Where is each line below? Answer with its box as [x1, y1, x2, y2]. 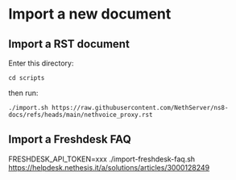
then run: [8, 88, 39, 98]
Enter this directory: [8, 58, 74, 68]
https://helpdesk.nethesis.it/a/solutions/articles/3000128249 [8, 162, 210, 172]
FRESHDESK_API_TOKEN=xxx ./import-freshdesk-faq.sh [8, 154, 196, 164]
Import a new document [8, 5, 172, 23]
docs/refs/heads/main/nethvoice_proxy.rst [8, 111, 153, 119]
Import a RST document [8, 37, 130, 51]
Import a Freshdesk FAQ [8, 132, 131, 146]
